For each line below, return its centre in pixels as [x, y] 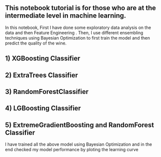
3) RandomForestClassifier [47, 92]
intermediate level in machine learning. [66, 16]
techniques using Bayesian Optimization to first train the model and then [78, 38]
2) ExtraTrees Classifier [41, 75]
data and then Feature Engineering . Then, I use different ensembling [74, 33]
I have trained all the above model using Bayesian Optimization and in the [79, 144]
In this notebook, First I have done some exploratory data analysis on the [78, 27]
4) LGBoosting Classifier [43, 108]
